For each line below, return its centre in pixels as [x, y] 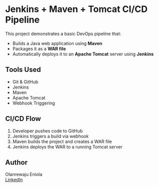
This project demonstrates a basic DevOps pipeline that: [63, 33]
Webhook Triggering [34, 103]
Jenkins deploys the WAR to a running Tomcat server [67, 146]
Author [16, 162]
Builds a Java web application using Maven [57, 43]
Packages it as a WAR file [39, 48]
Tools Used [23, 70]
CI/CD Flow [23, 119]
